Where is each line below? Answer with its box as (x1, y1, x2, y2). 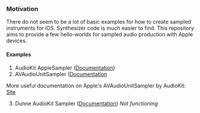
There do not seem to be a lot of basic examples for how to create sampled (6, 18, 191, 26)
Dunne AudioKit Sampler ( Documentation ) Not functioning (14, 100, 158, 107)
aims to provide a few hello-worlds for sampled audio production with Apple (6, 31, 193, 38)
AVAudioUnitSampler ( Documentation (14, 70, 107, 77)
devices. (6, 37, 27, 45)
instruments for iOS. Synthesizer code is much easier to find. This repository (6, 24, 195, 32)
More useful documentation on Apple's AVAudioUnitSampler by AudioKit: (6, 82, 186, 89)
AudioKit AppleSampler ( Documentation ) (14, 64, 115, 71)
